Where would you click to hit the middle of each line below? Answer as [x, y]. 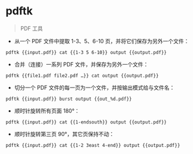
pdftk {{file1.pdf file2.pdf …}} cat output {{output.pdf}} [82, 76]
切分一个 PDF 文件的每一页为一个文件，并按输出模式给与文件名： [94, 87]
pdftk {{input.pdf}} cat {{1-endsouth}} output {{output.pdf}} [86, 122]
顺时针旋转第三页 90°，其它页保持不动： [64, 134]
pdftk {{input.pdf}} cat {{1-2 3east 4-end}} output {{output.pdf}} [93, 145]
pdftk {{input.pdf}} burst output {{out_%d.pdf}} [69, 99]
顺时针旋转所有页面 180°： [47, 111]
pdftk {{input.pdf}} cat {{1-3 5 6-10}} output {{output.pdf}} [86, 52]
